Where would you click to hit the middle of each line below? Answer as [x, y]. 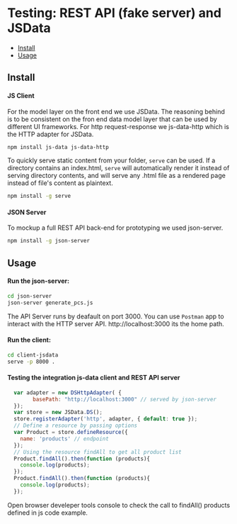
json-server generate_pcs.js [50, 303]
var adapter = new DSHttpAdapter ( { [68, 392]
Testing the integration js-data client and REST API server [94, 378]
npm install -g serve [39, 196]
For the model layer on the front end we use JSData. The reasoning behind [116, 111]
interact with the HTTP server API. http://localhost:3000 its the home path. [116, 323]
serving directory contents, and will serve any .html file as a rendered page [117, 176]
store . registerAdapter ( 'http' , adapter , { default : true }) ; [106, 419]
